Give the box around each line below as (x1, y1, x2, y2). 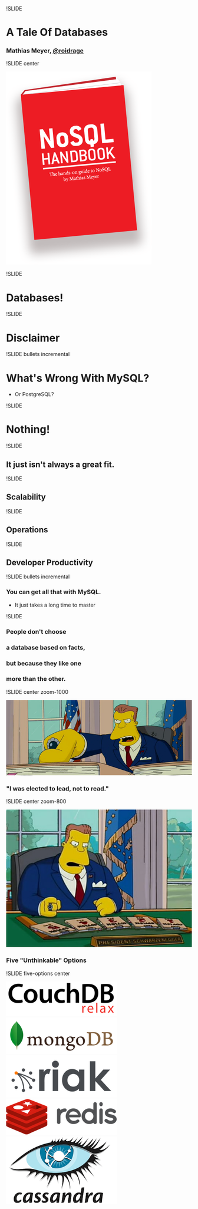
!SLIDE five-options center (6, 970, 71, 977)
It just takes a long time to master (14, 601, 96, 608)
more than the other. (6, 675, 66, 683)
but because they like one (6, 659, 81, 667)
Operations (6, 525, 48, 535)
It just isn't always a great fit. (6, 459, 115, 469)
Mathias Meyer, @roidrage (6, 47, 84, 55)
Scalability (6, 492, 46, 502)
